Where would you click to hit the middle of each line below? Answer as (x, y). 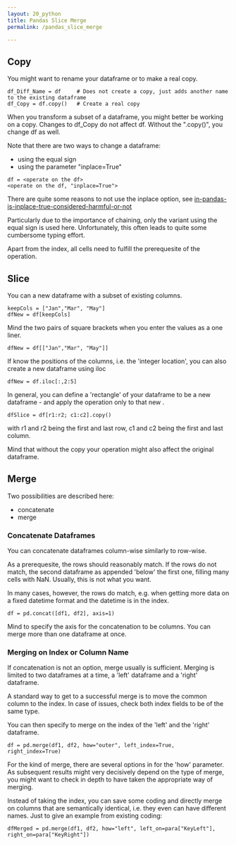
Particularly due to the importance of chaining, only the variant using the (112, 220)
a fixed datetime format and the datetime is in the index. (88, 601)
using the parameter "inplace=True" (69, 167)
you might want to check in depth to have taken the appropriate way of (110, 779)
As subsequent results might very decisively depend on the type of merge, (116, 772)
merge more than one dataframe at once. (67, 634)
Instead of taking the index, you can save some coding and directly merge (115, 801)
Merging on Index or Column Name (68, 652)
